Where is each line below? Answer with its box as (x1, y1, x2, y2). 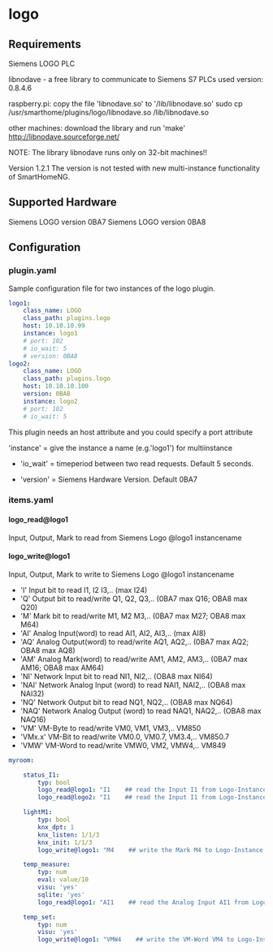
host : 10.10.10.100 (23, 383, 89, 391)
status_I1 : (23, 771, 60, 779)
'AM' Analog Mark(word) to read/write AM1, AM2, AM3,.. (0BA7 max (19, 654, 248, 664)
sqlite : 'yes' (37, 890, 85, 898)
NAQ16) (19, 714, 46, 724)
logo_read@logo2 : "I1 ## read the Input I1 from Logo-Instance (37, 794, 267, 802)
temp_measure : (23, 860, 71, 869)
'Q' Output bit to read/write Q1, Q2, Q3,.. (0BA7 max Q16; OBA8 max (19, 594, 248, 604)
